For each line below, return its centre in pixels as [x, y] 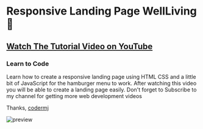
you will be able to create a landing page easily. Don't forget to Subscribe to [101, 90]
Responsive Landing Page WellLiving [101, 11]
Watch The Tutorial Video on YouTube [80, 46]
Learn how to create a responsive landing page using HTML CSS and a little [101, 76]
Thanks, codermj [27, 108]
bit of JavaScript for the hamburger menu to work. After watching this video [101, 83]
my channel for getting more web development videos [74, 96]
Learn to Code [28, 64]
